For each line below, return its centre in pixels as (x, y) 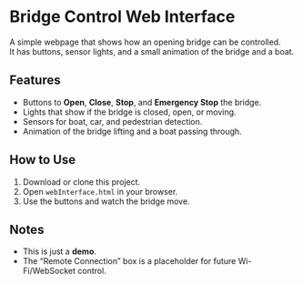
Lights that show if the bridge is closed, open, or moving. (129, 112)
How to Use (43, 160)
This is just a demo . (60, 251)
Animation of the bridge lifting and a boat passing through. (132, 131)
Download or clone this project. (81, 182)
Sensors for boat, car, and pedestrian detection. (112, 121)
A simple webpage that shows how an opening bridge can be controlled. (145, 42)
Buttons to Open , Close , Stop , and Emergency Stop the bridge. (142, 102)
